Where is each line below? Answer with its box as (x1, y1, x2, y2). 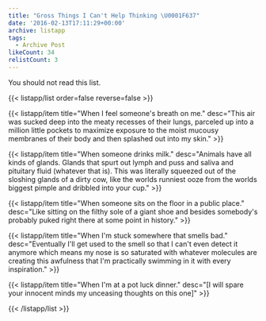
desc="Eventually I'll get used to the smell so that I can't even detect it (8, 239, 238, 249)
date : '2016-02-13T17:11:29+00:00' (8, 19, 126, 27)
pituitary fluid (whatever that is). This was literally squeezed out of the (8, 166, 236, 176)
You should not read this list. (8, 77, 101, 87)
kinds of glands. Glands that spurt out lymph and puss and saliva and (8, 157, 234, 167)
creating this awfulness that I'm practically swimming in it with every (8, 256, 231, 265)
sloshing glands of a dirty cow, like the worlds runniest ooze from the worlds (8, 174, 257, 184)
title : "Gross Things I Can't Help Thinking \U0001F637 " (8, 11, 200, 20)
